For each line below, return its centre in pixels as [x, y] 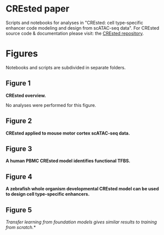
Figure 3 [19, 149]
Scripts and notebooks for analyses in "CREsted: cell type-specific [74, 23]
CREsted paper [38, 9]
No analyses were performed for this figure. [51, 105]
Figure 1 [18, 83]
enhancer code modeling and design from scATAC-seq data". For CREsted [83, 28]
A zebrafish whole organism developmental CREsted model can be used [83, 189]
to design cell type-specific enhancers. [48, 194]
